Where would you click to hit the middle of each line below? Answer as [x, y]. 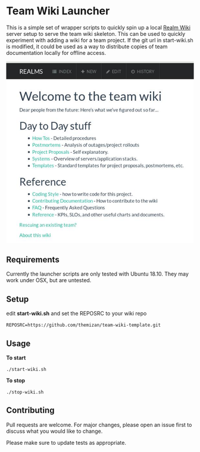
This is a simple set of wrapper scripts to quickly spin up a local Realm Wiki [98, 27]
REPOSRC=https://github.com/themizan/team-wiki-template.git [84, 325]
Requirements [33, 260]
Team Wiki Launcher [58, 11]
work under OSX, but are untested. [49, 280]
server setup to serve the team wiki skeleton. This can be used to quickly [96, 33]
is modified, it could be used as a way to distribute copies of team [87, 47]
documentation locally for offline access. [56, 52]
